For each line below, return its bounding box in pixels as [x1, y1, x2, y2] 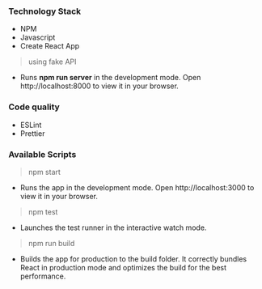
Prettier [19, 128, 45, 138]
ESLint [19, 120, 42, 130]
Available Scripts [8, 148, 77, 159]
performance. [19, 271, 66, 281]
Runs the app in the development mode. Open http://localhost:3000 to [19, 182, 255, 192]
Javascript [19, 32, 56, 42]
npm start [27, 167, 61, 176]
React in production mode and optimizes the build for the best [19, 262, 227, 272]
